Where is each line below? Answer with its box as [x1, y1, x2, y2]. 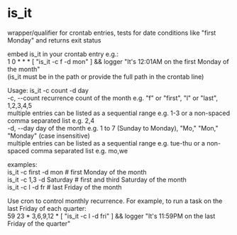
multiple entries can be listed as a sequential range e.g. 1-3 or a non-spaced [7, 109, 231, 117]
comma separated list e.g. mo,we [31, 146, 128, 155]
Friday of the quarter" [7, 219, 71, 228]
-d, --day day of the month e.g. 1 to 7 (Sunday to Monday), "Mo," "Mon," [7, 124, 219, 132]
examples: [7, 160, 38, 168]
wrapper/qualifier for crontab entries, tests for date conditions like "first [7, 28, 216, 37]
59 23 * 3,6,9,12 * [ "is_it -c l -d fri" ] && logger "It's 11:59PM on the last [7, 212, 216, 220]
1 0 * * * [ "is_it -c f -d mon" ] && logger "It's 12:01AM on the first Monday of [7, 57, 229, 65]
